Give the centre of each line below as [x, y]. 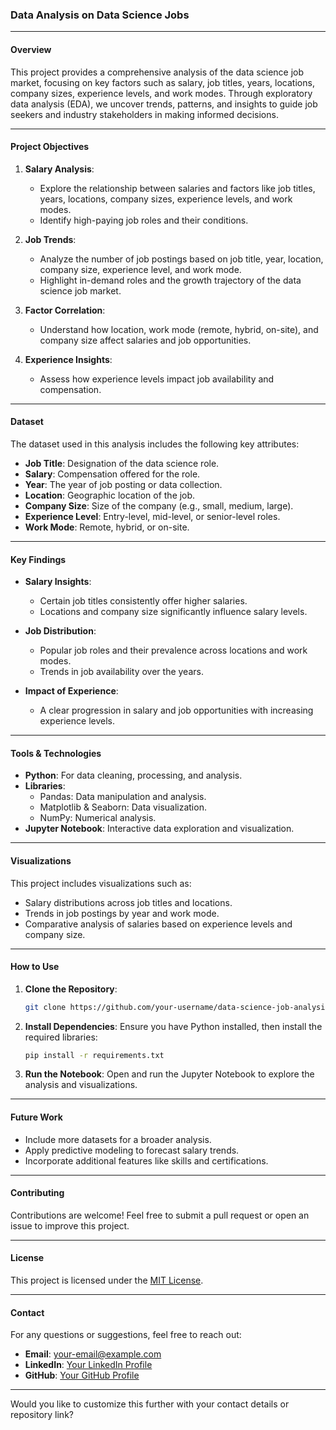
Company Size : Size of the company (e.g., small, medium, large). [159, 505]
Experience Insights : [68, 359]
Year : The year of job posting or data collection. [123, 484]
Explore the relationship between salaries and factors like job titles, [177, 188]
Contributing [37, 1193]
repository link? [42, 1415]
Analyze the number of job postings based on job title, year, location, [181, 259]
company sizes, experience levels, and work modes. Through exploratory [161, 93]
